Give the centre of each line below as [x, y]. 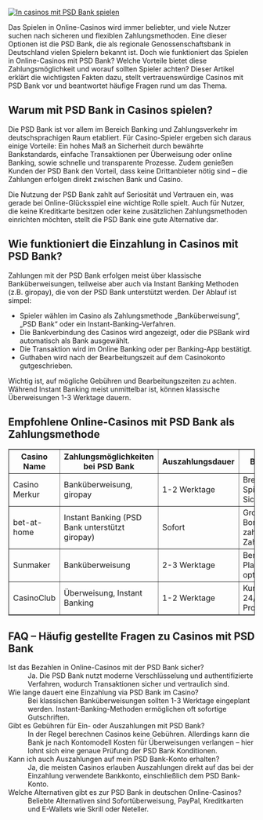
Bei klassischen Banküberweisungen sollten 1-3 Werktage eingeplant [139, 701]
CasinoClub [34, 598]
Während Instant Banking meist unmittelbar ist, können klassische [114, 389]
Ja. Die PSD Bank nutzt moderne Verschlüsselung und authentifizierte [141, 676]
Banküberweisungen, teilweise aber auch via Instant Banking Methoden [123, 283]
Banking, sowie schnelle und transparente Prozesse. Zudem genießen [121, 162]
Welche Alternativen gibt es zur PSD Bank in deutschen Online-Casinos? [125, 793]
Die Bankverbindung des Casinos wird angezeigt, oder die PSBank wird [135, 332]
